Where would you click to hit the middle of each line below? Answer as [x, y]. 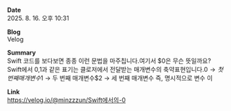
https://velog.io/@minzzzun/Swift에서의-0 [66, 100]
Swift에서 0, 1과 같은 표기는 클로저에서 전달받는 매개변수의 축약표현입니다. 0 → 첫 [115, 69]
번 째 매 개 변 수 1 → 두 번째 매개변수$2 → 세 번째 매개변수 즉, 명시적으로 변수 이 [110, 78]
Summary [21, 52]
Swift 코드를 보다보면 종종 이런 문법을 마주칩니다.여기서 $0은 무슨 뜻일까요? [109, 61]
